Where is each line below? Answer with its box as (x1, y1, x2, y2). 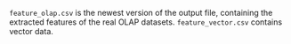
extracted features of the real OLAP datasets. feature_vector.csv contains (9, 17, 283, 27)
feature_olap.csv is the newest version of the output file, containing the (9, 8, 273, 18)
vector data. (9, 26, 53, 36)
